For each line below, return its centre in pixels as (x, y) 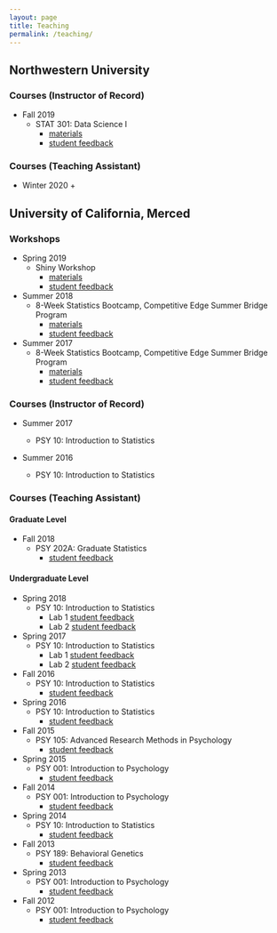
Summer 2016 (47, 458)
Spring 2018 (44, 598)
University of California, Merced (100, 213)
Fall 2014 (39, 787)
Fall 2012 (38, 900)
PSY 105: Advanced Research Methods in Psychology (134, 740)
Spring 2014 (44, 816)
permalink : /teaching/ (51, 34)
